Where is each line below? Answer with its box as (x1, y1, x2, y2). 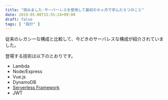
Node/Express (12, 69, 43, 75)
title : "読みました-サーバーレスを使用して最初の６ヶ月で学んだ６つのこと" (5, 7, 144, 13)
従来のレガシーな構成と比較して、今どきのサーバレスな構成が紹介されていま (5, 36, 164, 42)
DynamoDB (12, 79, 36, 85)
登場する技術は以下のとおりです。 (5, 53, 76, 59)
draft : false (5, 17, 33, 22)
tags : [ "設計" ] (5, 21, 40, 27)
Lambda (12, 63, 30, 69)
